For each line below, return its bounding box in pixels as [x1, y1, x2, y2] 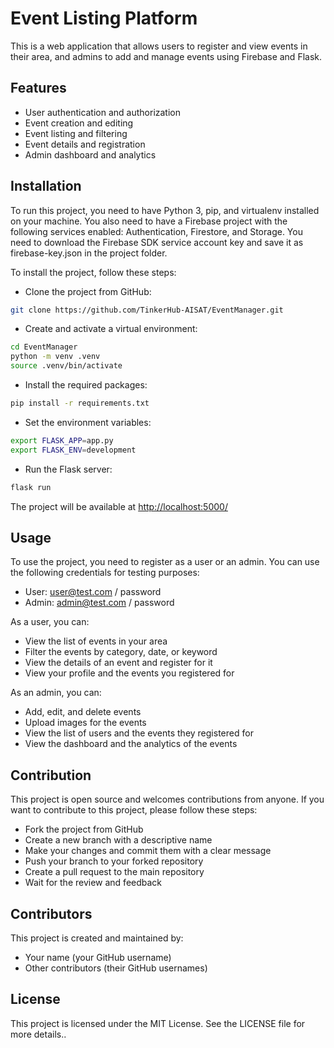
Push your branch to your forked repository [24, 855, 204, 867]
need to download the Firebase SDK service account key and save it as [10, 236, 304, 248]
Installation [10, 178, 82, 195]
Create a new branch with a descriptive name [24, 834, 213, 846]
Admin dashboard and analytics [24, 148, 157, 161]
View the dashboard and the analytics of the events [24, 738, 238, 750]
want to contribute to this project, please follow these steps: [10, 804, 258, 816]
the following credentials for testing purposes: [10, 567, 200, 579]
